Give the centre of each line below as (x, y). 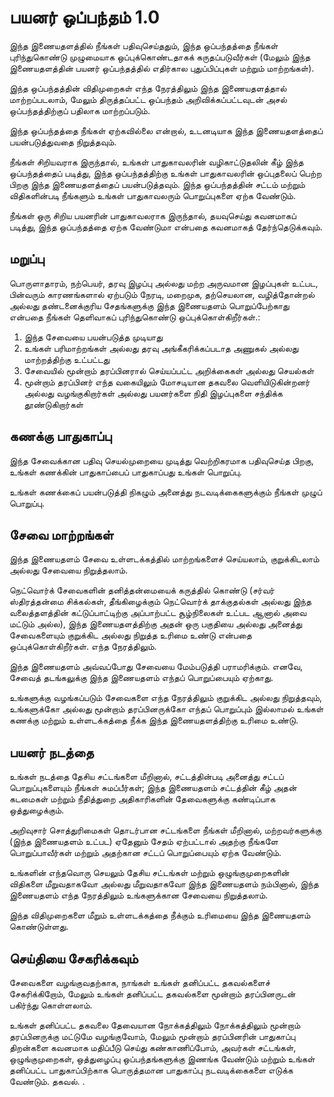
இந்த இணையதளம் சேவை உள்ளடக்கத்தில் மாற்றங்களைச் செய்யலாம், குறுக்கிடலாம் (164, 559)
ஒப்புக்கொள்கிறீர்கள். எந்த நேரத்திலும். (83, 647)
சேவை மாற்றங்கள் (61, 534)
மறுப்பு (27, 259)
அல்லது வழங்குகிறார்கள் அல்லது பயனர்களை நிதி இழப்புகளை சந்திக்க (153, 393)
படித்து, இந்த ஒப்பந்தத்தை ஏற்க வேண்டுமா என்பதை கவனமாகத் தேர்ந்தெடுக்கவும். (166, 227)
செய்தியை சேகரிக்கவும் (74, 958)
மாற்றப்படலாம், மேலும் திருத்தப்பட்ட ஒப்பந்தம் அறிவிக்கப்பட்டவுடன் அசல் (148, 99)
